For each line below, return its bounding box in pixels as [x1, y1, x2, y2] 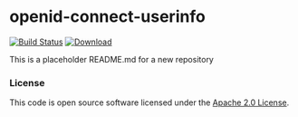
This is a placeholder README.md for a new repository [9, 54, 215, 64]
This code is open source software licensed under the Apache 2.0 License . [9, 97, 290, 108]
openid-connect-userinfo [9, 6, 206, 27]
